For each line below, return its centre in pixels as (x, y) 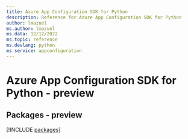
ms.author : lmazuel (31, 28)
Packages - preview (44, 115)
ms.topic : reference (32, 40)
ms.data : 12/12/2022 (32, 34)
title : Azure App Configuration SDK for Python (67, 12)
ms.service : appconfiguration (44, 51)
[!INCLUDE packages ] (33, 129)
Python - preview (50, 93)
